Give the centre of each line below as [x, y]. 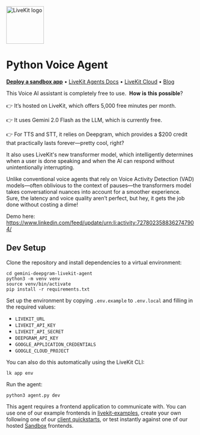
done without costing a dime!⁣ [42, 205]
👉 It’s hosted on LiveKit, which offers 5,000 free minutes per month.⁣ [91, 105]
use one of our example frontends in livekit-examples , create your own [94, 413]
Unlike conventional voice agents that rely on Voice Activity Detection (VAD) [100, 179]
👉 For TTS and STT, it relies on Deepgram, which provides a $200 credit [97, 134]
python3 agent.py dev [33, 395]
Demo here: [21, 216]
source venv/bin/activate [38, 284]
